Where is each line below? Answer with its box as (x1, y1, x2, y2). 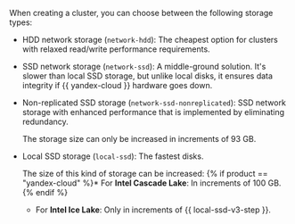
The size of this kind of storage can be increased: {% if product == (21, 169, 269, 178)
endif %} (35, 187, 69, 197)
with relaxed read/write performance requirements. (21, 44, 211, 54)
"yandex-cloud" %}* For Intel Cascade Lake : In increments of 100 (21, 178, 266, 188)
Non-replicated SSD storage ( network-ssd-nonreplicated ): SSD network (21, 97, 287, 108)
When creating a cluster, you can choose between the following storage (9, 8, 274, 18)
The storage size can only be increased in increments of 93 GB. (21, 134, 257, 144)
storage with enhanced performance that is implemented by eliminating (21, 107, 285, 117)
